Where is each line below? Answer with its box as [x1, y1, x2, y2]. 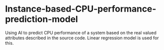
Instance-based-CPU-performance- [5, 3, 157, 15]
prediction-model [5, 14, 78, 25]
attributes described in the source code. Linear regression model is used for [5, 35, 159, 41]
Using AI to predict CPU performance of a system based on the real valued [5, 30, 157, 35]
